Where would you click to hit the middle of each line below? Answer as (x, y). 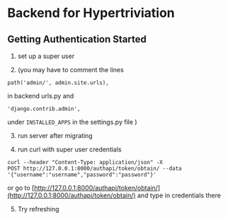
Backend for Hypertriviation (91, 13)
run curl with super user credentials (69, 149)
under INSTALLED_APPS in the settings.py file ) (72, 122)
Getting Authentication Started (77, 39)
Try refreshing (38, 209)
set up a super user (46, 56)
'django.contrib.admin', (44, 109)
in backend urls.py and (41, 96)
